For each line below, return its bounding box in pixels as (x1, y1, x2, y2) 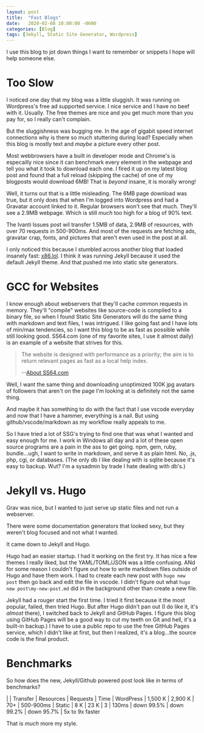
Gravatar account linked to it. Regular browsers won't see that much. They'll (6, 203, 197, 210)
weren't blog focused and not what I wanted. (6, 528, 119, 536)
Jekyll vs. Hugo (6, 484, 86, 498)
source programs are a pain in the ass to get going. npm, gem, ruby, (6, 443, 177, 451)
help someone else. (6, 55, 56, 62)
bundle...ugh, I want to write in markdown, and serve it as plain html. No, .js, (6, 450, 197, 457)
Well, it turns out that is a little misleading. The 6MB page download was (6, 190, 188, 197)
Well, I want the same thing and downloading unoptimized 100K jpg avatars (6, 381, 195, 388)
